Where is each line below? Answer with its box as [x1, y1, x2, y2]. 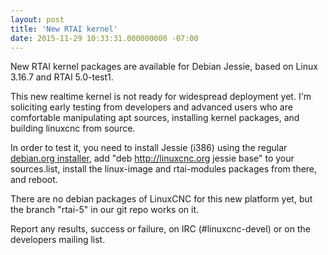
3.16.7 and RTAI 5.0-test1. [10, 71, 114, 83]
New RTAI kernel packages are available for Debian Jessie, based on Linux [10, 61, 318, 73]
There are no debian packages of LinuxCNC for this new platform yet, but [10, 193, 313, 205]
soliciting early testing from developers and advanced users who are [10, 101, 293, 113]
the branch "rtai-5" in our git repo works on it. [10, 204, 200, 216]
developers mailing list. [10, 234, 106, 246]
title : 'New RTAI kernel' [10, 24, 118, 34]
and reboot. [10, 174, 58, 186]
